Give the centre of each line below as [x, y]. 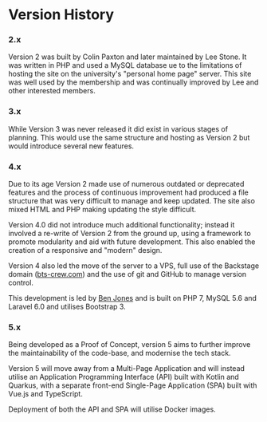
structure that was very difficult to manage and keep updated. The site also [132, 201]
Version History [61, 15]
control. [21, 283]
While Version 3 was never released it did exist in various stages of [118, 128]
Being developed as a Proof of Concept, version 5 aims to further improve [130, 345]
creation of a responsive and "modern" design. [85, 250]
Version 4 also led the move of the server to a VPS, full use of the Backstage [134, 266]
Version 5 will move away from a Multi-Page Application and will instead [127, 369]
